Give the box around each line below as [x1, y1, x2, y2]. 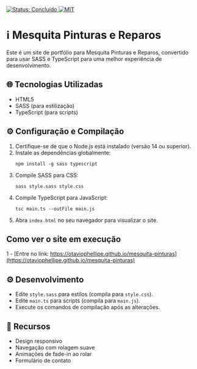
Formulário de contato [15, 357, 71, 364]
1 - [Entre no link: [6, 250, 49, 257]
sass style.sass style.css [15, 183, 84, 189]
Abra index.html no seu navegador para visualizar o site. [15, 217, 159, 224]
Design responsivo [15, 337, 63, 345]
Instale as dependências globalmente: [15, 149, 111, 156]
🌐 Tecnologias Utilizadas [6, 79, 103, 90]
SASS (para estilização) [15, 102, 75, 109]
